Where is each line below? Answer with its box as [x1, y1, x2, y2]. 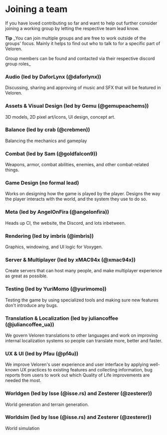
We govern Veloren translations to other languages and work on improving [5, 332, 158, 338]
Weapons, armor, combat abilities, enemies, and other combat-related [5, 162, 149, 168]
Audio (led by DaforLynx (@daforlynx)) [5, 73, 101, 80]
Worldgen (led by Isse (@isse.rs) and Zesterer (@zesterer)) [5, 390, 152, 397]
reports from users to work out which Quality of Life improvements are [5, 372, 150, 378]
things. [5, 167, 19, 173]
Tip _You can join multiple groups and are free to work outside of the [5, 35, 146, 41]
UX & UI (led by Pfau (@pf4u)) [5, 350, 79, 357]
